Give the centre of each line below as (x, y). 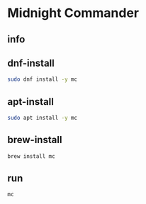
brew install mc (31, 156)
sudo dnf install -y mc (43, 79)
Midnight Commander (73, 13)
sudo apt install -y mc (43, 118)
